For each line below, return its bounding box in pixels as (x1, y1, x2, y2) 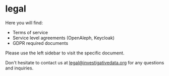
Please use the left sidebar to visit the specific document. (5, 50, 125, 56)
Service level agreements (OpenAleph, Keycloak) (12, 35, 115, 41)
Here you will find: (5, 20, 43, 26)
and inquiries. (5, 65, 34, 71)
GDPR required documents (12, 40, 69, 46)
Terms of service (12, 29, 48, 35)
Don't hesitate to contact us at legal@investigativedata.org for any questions (5, 59, 164, 65)
